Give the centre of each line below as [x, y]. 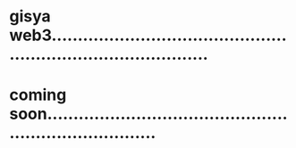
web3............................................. [148, 35]
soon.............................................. [148, 114]
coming [38, 95]
